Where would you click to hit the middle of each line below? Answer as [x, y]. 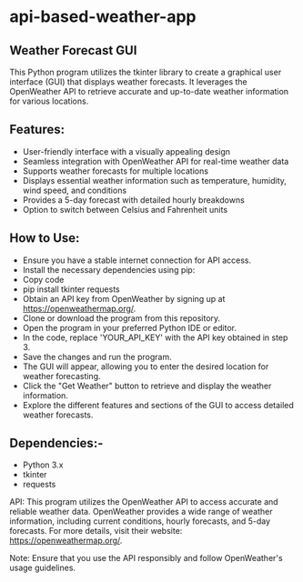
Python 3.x [43, 465]
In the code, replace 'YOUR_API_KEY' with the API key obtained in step [155, 337]
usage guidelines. [42, 568]
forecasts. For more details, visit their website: [96, 531]
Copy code [43, 279]
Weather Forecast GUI [73, 50]
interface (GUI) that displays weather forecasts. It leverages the [128, 82]
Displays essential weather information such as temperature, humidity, [154, 180]
